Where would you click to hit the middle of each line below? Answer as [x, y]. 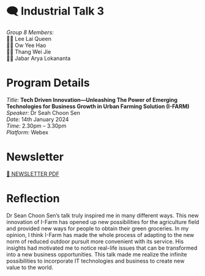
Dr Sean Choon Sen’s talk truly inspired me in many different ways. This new [102, 215]
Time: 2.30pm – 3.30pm [36, 126]
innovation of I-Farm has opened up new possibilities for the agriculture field [103, 222]
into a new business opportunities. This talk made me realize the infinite [97, 254]
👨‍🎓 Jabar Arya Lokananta [39, 58]
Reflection [33, 198]
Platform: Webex [28, 132]
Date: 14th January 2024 [38, 119]
